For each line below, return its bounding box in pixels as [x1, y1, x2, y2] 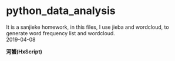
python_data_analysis [6, 4, 116, 18]
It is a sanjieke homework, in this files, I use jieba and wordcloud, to [6, 23, 169, 30]
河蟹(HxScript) [6, 48, 43, 55]
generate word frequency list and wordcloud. [6, 29, 116, 36]
